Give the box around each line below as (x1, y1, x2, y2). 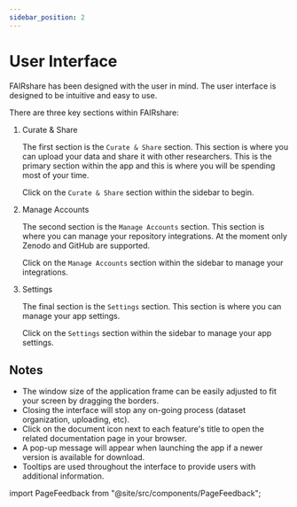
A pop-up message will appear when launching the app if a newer (21, 442, 263, 453)
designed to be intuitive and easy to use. (9, 90, 158, 100)
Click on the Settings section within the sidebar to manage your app (21, 327, 272, 338)
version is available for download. (21, 452, 145, 463)
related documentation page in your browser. (21, 433, 187, 444)
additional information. (21, 471, 105, 481)
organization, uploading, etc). (21, 414, 130, 425)
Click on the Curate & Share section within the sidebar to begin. (21, 187, 254, 198)
